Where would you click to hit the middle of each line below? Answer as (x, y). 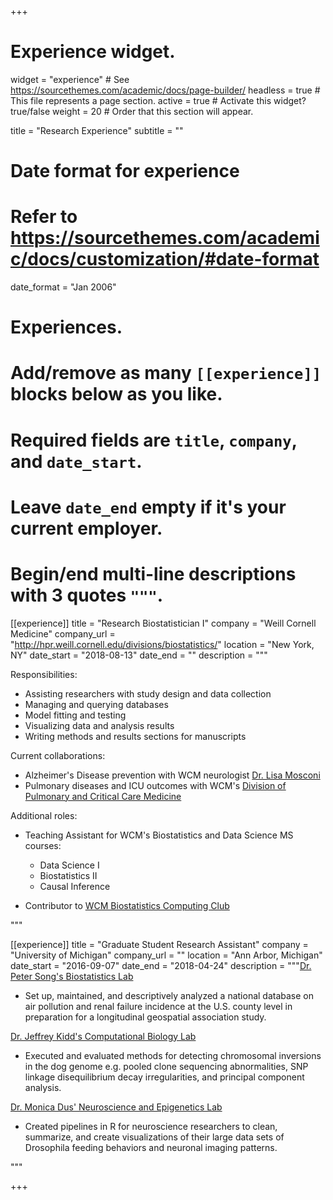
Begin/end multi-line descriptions (153, 574)
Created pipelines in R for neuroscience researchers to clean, (151, 1126)
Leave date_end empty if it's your (148, 507)
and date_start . (76, 461)
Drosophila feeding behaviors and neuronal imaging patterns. (151, 1147)
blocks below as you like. (116, 394)
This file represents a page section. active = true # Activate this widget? (158, 100)
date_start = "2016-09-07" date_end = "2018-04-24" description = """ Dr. (161, 965)
